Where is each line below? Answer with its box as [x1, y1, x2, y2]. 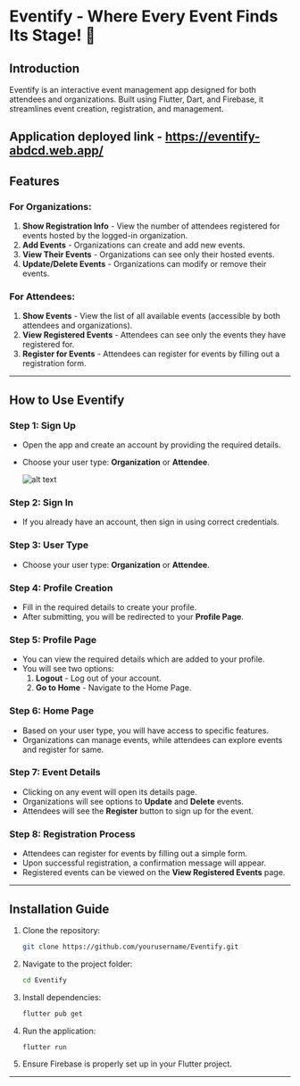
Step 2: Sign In [9, 496, 74, 508]
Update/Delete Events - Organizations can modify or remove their [21, 259, 267, 270]
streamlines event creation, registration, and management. [9, 104, 225, 113]
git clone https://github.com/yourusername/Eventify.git [21, 942, 239, 951]
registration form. [21, 358, 87, 369]
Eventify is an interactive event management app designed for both [9, 85, 257, 95]
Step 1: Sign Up [9, 419, 76, 431]
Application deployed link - [9, 129, 163, 145]
